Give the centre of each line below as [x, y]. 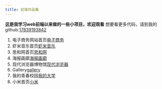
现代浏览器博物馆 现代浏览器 [40, 64]
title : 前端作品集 [22, 10]
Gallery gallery [26, 69]
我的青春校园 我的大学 [34, 75]
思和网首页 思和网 [29, 52]
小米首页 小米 [25, 82]
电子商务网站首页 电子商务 [38, 40]
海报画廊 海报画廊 [29, 58]
